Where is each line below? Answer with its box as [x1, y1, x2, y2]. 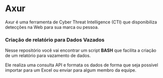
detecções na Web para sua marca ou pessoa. [5, 24, 99, 30]
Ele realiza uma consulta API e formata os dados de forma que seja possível [5, 62, 158, 68]
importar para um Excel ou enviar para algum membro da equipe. [5, 67, 137, 73]
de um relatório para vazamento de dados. [5, 53, 91, 58]
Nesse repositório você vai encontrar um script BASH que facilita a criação [5, 47, 157, 54]
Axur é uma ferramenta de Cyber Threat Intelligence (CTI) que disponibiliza [5, 19, 158, 25]
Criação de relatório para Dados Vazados [5, 36, 105, 43]
